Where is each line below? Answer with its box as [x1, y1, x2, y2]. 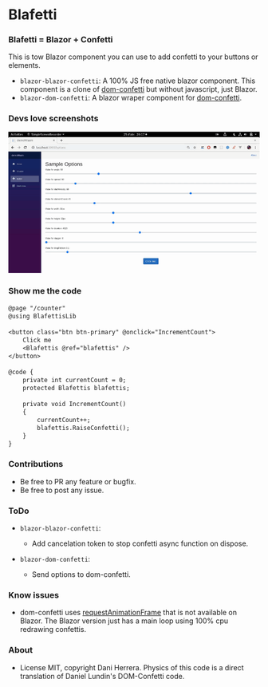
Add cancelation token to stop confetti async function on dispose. [31, 539, 249, 548]
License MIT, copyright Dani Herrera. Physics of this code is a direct [19, 662, 245, 672]
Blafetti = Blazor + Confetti [8, 34, 113, 45]
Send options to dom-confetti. [31, 570, 132, 579]
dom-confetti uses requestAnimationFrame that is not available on [19, 608, 238, 618]
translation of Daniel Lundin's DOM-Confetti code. [19, 671, 185, 681]
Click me [22, 337, 52, 345]
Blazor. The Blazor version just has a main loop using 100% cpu [19, 616, 229, 626]
